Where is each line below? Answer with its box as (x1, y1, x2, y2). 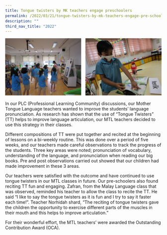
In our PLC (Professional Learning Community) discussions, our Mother (5, 100, 151, 107)
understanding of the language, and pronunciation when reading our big (5, 152, 153, 158)
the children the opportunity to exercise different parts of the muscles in (5, 204, 153, 210)
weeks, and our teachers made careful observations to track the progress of (5, 142, 162, 148)
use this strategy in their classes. (5, 121, 73, 127)
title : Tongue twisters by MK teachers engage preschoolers (5, 8, 133, 13)
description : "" (5, 18, 39, 23)
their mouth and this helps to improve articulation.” (5, 210, 109, 216)
